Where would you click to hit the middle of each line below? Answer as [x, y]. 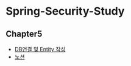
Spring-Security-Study [65, 11]
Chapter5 [24, 34]
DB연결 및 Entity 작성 [40, 49]
